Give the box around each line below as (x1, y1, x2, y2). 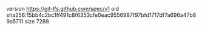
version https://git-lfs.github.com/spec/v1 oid (6, 5, 120, 12)
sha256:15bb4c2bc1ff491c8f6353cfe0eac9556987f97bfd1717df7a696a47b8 (6, 11, 197, 19)
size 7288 (24, 18, 50, 25)
